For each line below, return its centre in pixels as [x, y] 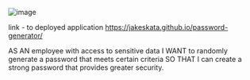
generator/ [25, 36]
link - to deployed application [56, 27]
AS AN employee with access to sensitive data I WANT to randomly [118, 51]
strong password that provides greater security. [86, 67]
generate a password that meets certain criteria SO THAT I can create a [125, 59]
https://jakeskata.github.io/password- [167, 27]
